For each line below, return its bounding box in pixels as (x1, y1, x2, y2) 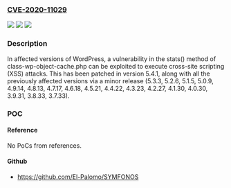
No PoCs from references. (7, 141, 82, 150)
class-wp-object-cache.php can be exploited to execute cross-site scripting (7, 62, 225, 70)
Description (7, 39, 48, 49)
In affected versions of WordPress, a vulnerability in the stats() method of (7, 54, 216, 63)
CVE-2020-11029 (7, 5, 67, 15)
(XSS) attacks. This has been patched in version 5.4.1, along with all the (7, 69, 210, 78)
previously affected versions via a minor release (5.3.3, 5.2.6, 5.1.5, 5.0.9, (7, 76, 214, 85)
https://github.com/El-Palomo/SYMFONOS (17, 172, 139, 181)
